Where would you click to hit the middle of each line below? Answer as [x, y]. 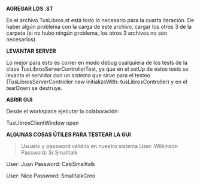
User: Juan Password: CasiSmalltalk [51, 164]
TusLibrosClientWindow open [43, 123]
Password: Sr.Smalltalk [49, 153]
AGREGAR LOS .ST [30, 9]
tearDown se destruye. [34, 88]
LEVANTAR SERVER [31, 51]
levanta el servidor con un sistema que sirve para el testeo [78, 75]
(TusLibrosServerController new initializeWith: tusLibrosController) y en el [97, 82]
